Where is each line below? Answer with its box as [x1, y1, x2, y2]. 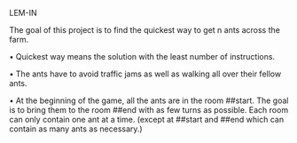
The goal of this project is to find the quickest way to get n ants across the [9, 25, 281, 35]
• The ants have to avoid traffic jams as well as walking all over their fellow [9, 68, 282, 79]
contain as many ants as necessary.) [9, 123, 144, 134]
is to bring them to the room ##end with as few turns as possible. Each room [9, 105, 289, 115]
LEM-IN [9, 8, 37, 18]
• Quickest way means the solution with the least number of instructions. [9, 52, 276, 61]
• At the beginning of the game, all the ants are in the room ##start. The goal [9, 95, 289, 106]
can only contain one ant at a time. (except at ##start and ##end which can [9, 115, 285, 124]
